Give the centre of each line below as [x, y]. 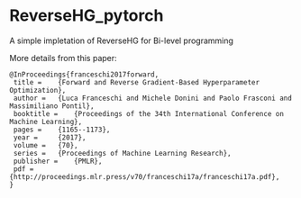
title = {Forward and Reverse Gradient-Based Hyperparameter [136, 82]
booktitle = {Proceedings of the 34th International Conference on [148, 113]
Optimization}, [38, 90]
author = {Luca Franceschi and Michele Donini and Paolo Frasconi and [153, 98]
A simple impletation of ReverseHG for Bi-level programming [122, 40]
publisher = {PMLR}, [58, 161]
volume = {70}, [46, 145]
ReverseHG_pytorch [87, 16]
